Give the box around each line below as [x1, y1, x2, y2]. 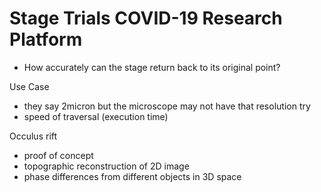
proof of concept [23, 149, 94, 161]
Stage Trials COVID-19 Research [9, 7, 283, 30]
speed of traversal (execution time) [23, 110, 169, 122]
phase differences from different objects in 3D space [23, 170, 242, 182]
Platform [9, 28, 83, 51]
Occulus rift [9, 130, 58, 142]
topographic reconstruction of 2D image [23, 160, 190, 172]
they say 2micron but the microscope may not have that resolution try [23, 100, 311, 112]
